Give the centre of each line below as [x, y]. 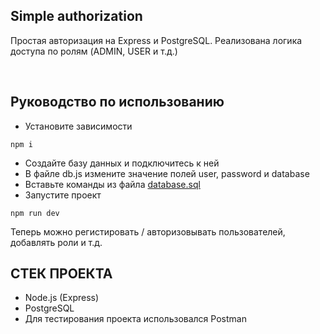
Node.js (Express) [62, 298]
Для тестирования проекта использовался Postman [135, 319]
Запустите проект [63, 195]
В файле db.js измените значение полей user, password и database [167, 173]
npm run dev [35, 213]
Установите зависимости [78, 126]
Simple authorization [76, 16]
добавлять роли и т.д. [56, 242]
